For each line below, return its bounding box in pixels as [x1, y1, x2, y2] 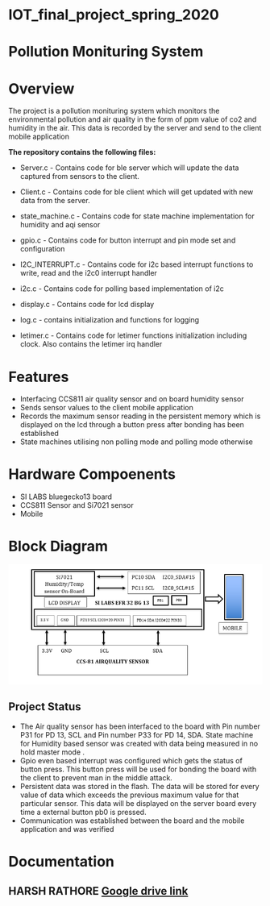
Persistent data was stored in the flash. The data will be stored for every [19, 781, 260, 791]
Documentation [8, 853, 115, 871]
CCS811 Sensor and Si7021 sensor [19, 501, 135, 510]
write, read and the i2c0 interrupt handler [19, 268, 157, 278]
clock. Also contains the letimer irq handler [19, 339, 163, 349]
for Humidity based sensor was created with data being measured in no [19, 738, 259, 748]
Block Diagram [8, 538, 109, 555]
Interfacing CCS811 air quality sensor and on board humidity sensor [19, 394, 244, 404]
